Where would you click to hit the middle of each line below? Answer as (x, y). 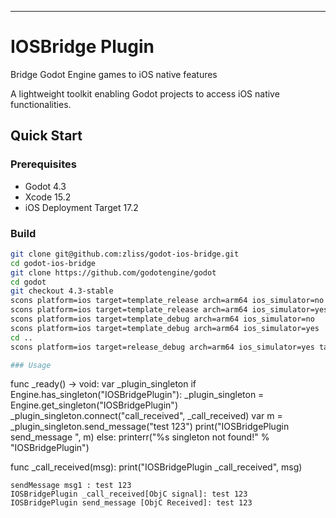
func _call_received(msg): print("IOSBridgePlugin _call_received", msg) (156, 467)
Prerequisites (43, 164)
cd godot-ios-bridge (53, 263)
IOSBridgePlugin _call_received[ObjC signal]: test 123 (129, 494)
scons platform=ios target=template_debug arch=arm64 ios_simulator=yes (165, 328)
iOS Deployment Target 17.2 (81, 207)
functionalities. (41, 104)
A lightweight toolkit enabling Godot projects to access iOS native (145, 93)
